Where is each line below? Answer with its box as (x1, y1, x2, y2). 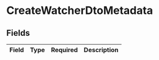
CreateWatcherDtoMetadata (6, 4, 153, 18)
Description (83, 46, 119, 54)
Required (51, 46, 78, 54)
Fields (6, 28, 31, 38)
